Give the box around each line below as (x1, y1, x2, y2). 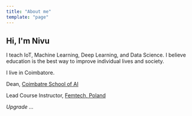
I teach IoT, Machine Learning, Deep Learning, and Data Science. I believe (6, 51, 186, 59)
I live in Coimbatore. (6, 69, 55, 77)
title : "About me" (6, 8, 51, 15)
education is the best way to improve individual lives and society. (6, 58, 164, 65)
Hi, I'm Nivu (6, 36, 50, 46)
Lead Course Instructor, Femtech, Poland (6, 92, 106, 99)
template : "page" (6, 14, 49, 20)
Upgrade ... (6, 104, 34, 111)
